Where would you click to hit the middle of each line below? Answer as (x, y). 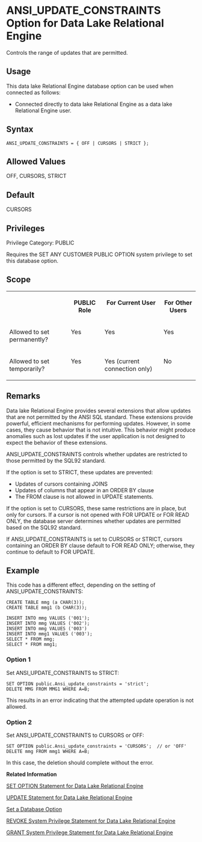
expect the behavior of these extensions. (57, 442)
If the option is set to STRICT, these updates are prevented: (80, 472)
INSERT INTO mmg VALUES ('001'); (48, 618)
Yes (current (122, 361)
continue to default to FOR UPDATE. (50, 552)
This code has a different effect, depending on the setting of (81, 585)
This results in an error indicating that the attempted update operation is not (100, 700)
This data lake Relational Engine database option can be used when (90, 86)
